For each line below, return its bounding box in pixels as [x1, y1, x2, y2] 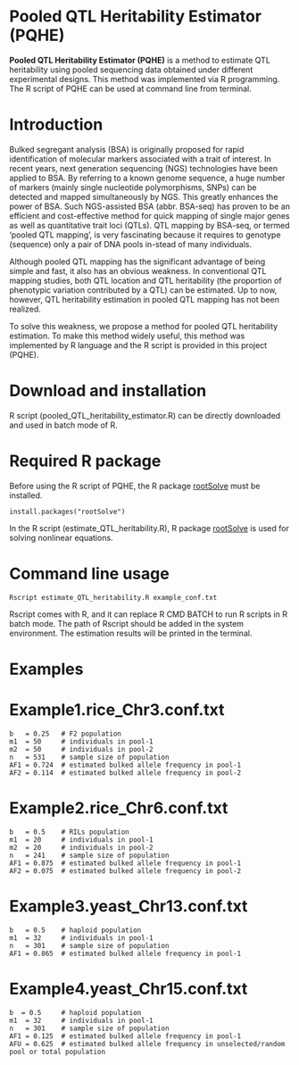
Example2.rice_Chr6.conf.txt [9, 798, 228, 818]
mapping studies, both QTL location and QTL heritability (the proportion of [9, 275, 283, 286]
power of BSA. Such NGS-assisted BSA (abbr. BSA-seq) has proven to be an [9, 201, 290, 212]
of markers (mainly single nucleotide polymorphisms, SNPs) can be [9, 181, 257, 193]
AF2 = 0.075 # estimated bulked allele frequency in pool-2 [9, 866, 242, 876]
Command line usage [9, 563, 170, 584]
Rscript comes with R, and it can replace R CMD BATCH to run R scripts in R [9, 609, 288, 620]
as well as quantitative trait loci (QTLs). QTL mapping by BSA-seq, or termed [9, 220, 290, 230]
